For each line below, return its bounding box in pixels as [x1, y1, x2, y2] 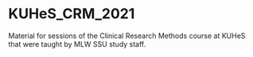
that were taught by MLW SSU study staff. [8, 39, 146, 48]
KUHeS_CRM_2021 [8, 5, 135, 23]
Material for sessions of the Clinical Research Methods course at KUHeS [8, 31, 246, 40]
